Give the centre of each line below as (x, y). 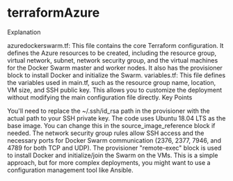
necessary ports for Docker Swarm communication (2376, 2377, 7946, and (114, 140)
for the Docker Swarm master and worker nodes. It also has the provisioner (115, 68)
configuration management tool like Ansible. (70, 170)
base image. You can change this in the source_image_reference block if (111, 125)
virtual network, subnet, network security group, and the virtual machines (113, 60)
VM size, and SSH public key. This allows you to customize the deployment (115, 90)
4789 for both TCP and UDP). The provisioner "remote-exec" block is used (114, 148)
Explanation (24, 32)
